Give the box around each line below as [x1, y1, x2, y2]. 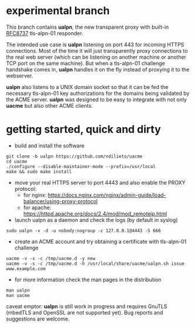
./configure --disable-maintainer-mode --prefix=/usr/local [6, 163, 156, 169]
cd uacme [6, 158, 28, 165]
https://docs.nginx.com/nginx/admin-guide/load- [47, 192, 166, 199]
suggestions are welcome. [6, 315, 70, 322]
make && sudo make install [6, 169, 72, 175]
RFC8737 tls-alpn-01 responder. [6, 29, 84, 36]
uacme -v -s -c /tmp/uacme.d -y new [6, 255, 95, 261]
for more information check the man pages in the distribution [14, 276, 162, 283]
